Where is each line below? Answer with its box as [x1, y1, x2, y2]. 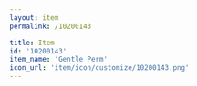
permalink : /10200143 [9, 22, 92, 31]
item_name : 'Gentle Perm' [9, 55, 108, 64]
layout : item [9, 13, 59, 23]
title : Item [9, 38, 55, 47]
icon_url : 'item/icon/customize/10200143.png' [9, 63, 190, 72]
